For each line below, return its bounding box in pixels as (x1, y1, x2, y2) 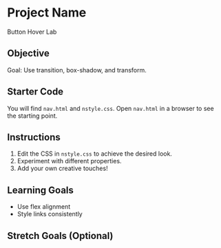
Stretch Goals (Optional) (7, 229, 114, 242)
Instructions (7, 131, 61, 143)
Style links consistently (17, 210, 83, 218)
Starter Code (7, 86, 64, 98)
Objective (7, 48, 50, 59)
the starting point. (7, 112, 58, 120)
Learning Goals (7, 184, 74, 196)
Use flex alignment (17, 203, 71, 211)
